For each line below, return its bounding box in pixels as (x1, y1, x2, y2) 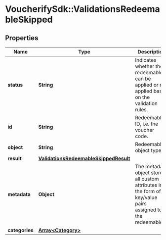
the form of (135, 188, 162, 194)
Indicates (135, 57, 157, 63)
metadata (7, 191, 31, 197)
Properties (5, 34, 39, 42)
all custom (135, 176, 159, 182)
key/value (135, 194, 158, 201)
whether (135, 63, 155, 70)
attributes (135, 182, 158, 189)
